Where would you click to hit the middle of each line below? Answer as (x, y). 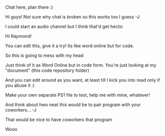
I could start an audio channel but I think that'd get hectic (64, 26)
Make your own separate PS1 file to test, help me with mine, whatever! (78, 95)
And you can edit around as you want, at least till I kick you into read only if (83, 80)
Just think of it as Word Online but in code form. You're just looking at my (81, 65)
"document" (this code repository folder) (47, 70)
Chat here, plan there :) (29, 7)
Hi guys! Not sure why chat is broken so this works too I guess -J (72, 17)
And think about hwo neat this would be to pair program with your (73, 105)
